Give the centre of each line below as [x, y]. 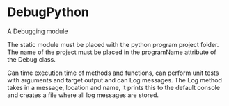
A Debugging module [38, 31]
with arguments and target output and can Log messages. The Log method [115, 80]
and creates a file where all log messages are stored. [83, 95]
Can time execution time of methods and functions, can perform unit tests [113, 73]
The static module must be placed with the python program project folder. [113, 44]
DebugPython [48, 12]
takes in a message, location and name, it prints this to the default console [114, 87]
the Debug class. [31, 59]
